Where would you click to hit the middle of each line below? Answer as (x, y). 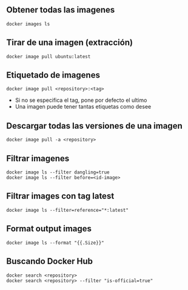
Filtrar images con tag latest (60, 196)
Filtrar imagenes (38, 158)
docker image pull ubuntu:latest (49, 56)
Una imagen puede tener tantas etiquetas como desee (83, 107)
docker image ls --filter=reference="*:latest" (68, 210)
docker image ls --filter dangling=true (58, 172)
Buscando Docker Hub (49, 261)
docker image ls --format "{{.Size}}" (55, 243)
